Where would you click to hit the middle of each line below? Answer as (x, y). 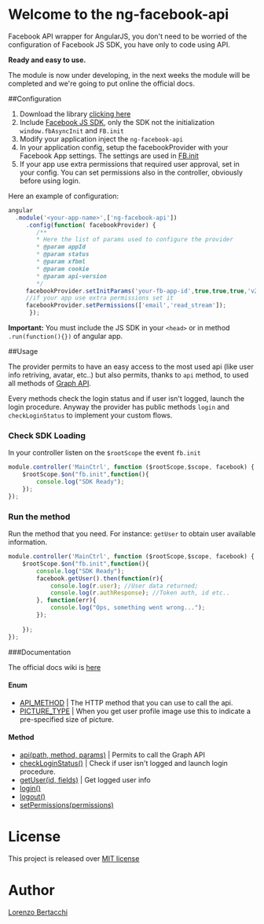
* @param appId (61, 247)
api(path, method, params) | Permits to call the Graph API (112, 755)
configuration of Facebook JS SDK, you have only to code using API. (119, 44)
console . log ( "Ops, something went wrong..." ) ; (128, 608)
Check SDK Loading (47, 436)
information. (28, 542)
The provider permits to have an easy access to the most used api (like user (131, 366)
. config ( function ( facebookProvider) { (91, 225)
